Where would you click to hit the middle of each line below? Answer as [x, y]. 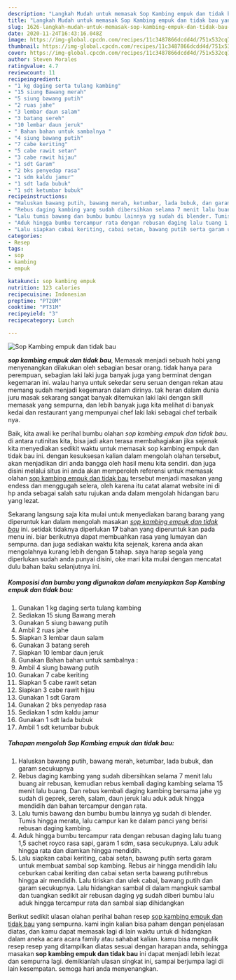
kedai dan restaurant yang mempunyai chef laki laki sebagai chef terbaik [113, 412]
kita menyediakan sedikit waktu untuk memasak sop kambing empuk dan [113, 448]
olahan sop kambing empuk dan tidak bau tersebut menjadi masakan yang [115, 478]
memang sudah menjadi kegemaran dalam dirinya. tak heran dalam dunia [113, 390]
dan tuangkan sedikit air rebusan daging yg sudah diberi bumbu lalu [116, 895]
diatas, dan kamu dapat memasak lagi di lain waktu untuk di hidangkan [110, 931]
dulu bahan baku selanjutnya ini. [54, 566]
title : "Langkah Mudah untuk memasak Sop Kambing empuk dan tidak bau [113, 20]
